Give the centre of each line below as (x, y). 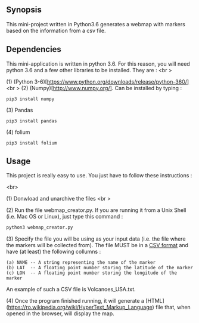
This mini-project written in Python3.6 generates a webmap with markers (96, 24)
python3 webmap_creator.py (40, 227)
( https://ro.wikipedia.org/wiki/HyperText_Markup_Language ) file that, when (98, 307)
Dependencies (34, 49)
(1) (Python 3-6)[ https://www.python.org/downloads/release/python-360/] (98, 81)
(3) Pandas (20, 110)
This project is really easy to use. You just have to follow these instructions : (99, 176)
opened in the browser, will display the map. (60, 313)
